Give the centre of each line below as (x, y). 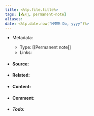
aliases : (14, 19)
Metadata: (23, 38)
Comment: (23, 98)
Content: (21, 87)
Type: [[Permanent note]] (45, 47)
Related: (21, 75)
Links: (26, 53)
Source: (20, 64)
